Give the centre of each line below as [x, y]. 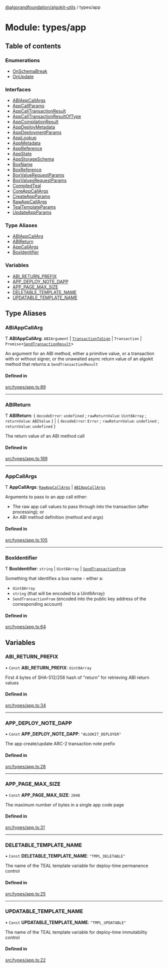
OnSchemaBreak [30, 71]
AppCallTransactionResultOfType [47, 116]
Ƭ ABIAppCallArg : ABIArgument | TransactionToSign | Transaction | [73, 339]
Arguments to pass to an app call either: [46, 497]
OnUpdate [23, 76]
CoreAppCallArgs [30, 191]
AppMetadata [26, 143]
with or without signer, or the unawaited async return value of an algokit [79, 359]
